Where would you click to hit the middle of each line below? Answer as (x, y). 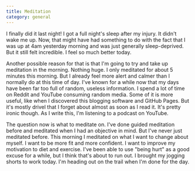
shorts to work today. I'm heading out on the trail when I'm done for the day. (98, 162)
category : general (28, 17)
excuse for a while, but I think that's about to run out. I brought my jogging (95, 155)
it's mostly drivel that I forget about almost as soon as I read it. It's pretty (93, 107)
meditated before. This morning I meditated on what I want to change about (97, 137)
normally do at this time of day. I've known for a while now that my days (93, 82)
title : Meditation (28, 11)
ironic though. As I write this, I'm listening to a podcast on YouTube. (87, 113)
